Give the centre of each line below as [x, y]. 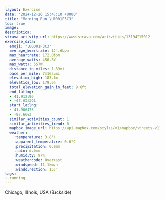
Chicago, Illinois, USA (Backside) [38, 192]
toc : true [15, 23]
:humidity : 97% [29, 155]
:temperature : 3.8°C [35, 137]
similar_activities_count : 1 [39, 119]
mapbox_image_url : [28, 128]
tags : [11, 174]
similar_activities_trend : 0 [39, 124]
